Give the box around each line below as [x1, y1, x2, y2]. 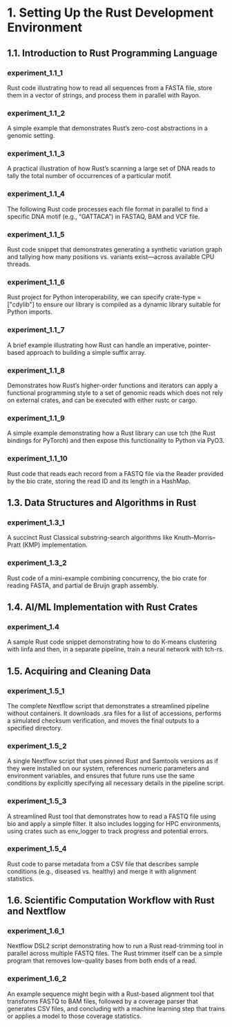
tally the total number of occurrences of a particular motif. [7, 172, 173, 180]
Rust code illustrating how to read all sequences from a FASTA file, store [7, 83, 213, 91]
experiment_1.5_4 [7, 844, 67, 854]
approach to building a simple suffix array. [26, 348, 146, 356]
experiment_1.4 [7, 622, 60, 631]
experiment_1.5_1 [7, 686, 65, 696]
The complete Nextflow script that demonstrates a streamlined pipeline [7, 701, 209, 710]
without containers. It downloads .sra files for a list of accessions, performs [7, 709, 222, 717]
